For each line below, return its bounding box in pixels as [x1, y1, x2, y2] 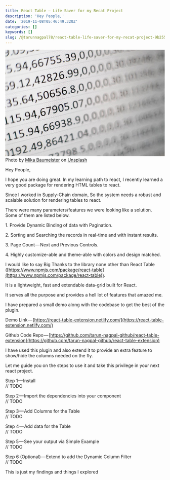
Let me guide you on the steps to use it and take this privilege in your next [5, 362, 159, 368]
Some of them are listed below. [5, 212, 70, 218]
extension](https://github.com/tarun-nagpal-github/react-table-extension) [5, 338, 160, 344]
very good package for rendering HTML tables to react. [5, 182, 121, 188]
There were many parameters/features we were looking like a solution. [5, 207, 152, 213]
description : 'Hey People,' [5, 13, 65, 19]
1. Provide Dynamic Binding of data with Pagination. [5, 222, 113, 228]
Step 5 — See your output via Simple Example [5, 438, 100, 445]
